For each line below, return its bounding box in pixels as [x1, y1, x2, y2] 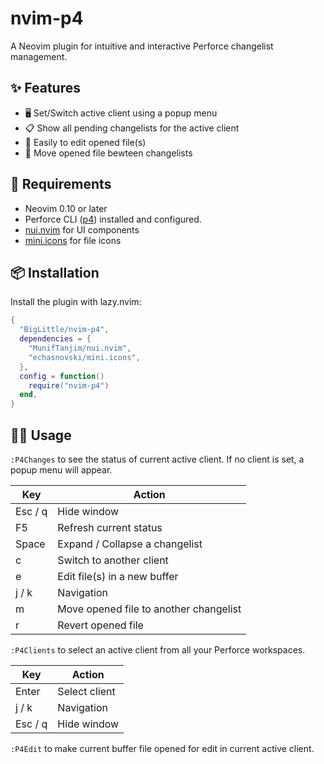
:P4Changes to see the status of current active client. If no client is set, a [10, 453, 305, 465]
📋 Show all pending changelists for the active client [24, 122, 240, 134]
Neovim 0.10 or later [24, 202, 108, 214]
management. [10, 50, 68, 62]
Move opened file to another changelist [57, 602, 242, 616]
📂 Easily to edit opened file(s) [24, 136, 147, 148]
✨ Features [10, 80, 81, 97]
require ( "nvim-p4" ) [28, 380, 110, 391]
